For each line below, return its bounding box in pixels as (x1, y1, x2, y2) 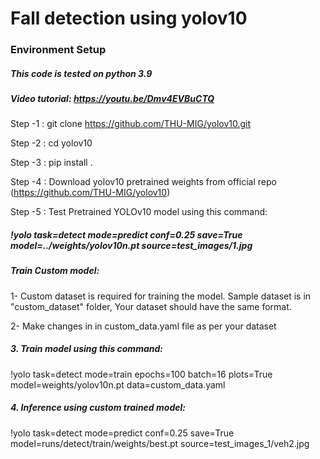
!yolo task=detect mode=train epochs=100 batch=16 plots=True (10, 368, 273, 380)
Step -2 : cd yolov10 (10, 137, 93, 149)
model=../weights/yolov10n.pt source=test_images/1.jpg (10, 240, 253, 252)
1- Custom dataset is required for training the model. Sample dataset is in (10, 290, 312, 302)
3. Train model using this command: (10, 343, 163, 355)
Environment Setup (10, 43, 107, 57)
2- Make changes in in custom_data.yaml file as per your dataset (10, 320, 277, 332)
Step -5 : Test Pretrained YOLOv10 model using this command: (10, 206, 268, 218)
